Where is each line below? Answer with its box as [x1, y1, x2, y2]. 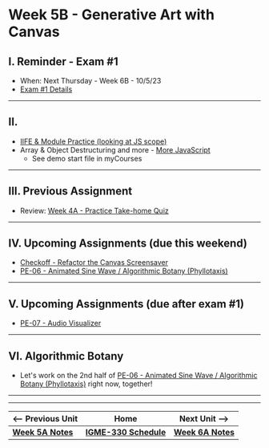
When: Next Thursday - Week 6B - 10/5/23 [19, 76, 162, 85]
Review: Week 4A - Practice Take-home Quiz [19, 206, 170, 215]
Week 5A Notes [12, 427, 74, 438]
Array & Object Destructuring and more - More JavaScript [19, 145, 211, 154]
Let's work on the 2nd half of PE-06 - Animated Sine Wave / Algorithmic [19, 371, 258, 381]
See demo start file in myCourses [31, 153, 143, 163]
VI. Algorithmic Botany [8, 349, 124, 363]
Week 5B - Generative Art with [8, 6, 215, 24]
